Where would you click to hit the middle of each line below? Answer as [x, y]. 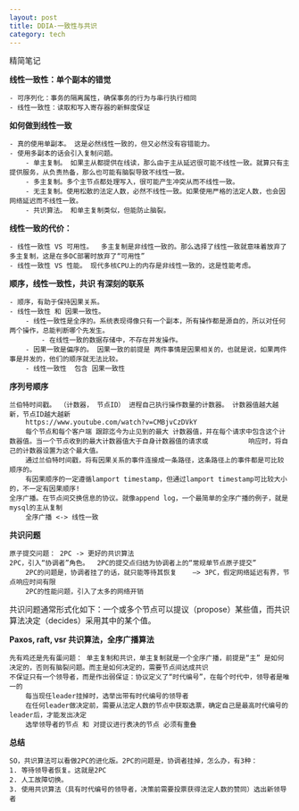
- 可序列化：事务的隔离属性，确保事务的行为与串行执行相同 [103, 98]
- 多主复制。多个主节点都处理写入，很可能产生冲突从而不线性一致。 [132, 182]
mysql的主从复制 [36, 508]
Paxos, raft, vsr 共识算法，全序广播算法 [82, 639]
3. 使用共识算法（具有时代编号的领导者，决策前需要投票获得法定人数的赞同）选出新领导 [148, 790]
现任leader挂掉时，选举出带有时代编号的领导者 [114, 697]
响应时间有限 [36, 582]
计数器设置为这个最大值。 [62, 451]
